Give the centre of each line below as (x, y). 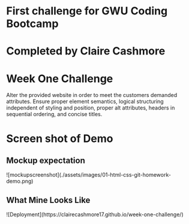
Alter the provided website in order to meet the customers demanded (92, 95)
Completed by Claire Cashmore (86, 51)
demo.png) (20, 181)
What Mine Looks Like (48, 200)
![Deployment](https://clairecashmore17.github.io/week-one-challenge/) (95, 214)
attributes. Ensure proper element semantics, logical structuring (85, 102)
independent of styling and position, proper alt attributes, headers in (91, 108)
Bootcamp (32, 24)
